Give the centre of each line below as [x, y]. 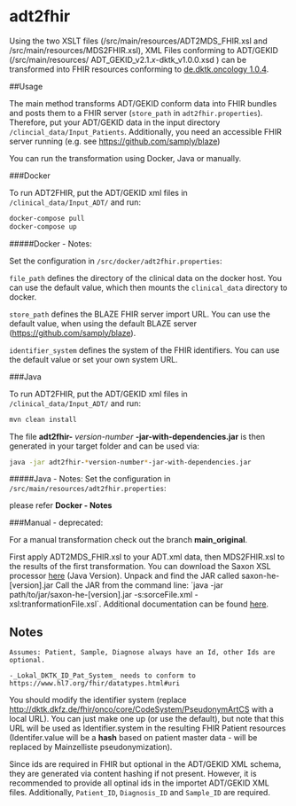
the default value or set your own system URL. [94, 359]
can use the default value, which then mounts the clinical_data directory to [148, 287]
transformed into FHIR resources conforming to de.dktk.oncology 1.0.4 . [139, 69]
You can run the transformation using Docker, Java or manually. [125, 158]
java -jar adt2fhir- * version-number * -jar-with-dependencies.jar [130, 462]
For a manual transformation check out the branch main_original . [129, 540]
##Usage [26, 86]
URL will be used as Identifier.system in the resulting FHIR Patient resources [148, 728]
